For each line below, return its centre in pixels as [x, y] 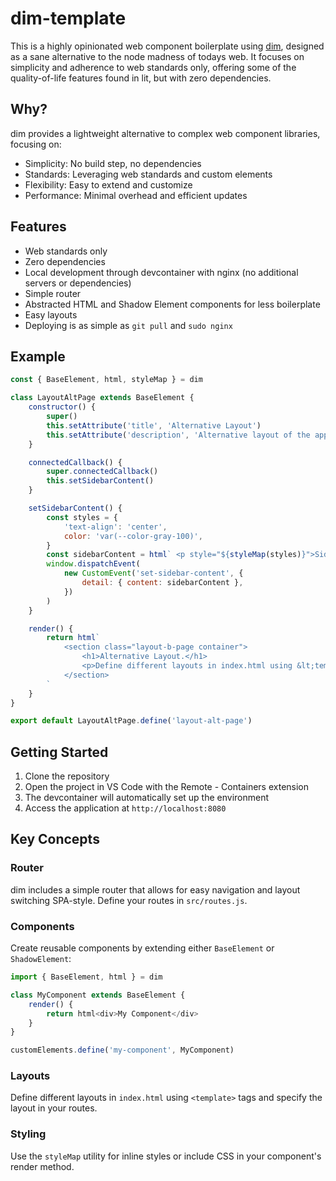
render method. [42, 1166]
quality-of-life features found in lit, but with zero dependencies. [141, 78]
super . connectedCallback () [102, 472]
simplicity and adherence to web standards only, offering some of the [153, 67]
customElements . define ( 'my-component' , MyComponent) [122, 1050]
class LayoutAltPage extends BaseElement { [102, 398]
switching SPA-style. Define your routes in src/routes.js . [129, 900]
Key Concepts [55, 839]
